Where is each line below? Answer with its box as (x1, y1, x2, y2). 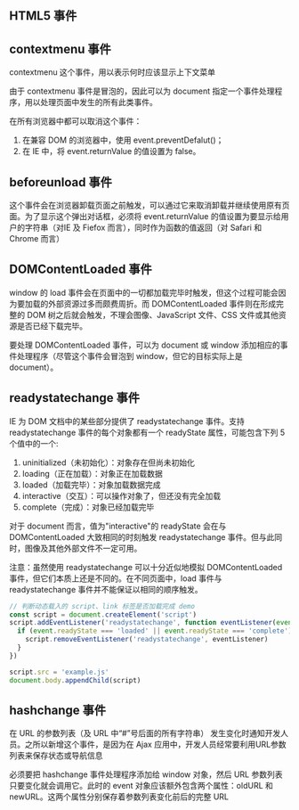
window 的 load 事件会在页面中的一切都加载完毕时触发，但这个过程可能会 (9, 287, 279, 298)
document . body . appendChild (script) (9, 675, 141, 684)
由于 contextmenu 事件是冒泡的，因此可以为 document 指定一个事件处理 (9, 86, 275, 96)
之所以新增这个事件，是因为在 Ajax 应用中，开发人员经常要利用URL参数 (24, 739, 287, 750)
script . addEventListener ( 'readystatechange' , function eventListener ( (9, 618, 277, 627)
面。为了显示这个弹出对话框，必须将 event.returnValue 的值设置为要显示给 (9, 211, 282, 222)
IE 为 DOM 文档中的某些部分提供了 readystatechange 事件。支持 (9, 415, 245, 426)
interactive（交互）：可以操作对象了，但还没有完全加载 (21, 490, 221, 501)
